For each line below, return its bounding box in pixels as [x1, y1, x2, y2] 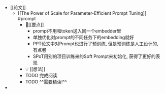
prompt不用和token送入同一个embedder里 [32, 28, 121, 34]
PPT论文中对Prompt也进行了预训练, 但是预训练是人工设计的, [32, 41, 158, 47]
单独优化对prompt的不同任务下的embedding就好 [32, 35, 135, 40]
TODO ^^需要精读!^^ [25, 79, 67, 85]
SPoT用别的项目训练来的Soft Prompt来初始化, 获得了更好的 [32, 53, 156, 59]
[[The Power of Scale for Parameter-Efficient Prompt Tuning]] [17, 10, 146, 16]
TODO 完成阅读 [25, 73, 57, 78]
